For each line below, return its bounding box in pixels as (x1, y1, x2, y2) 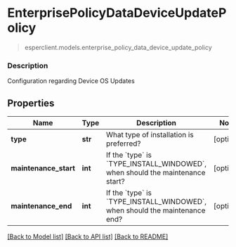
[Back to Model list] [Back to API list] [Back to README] (7, 232, 169, 241)
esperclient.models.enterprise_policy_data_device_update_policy (24, 43, 212, 51)
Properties (7, 97, 55, 109)
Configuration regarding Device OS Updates (7, 77, 135, 85)
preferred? (106, 139, 142, 148)
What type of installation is (106, 130, 195, 140)
